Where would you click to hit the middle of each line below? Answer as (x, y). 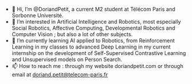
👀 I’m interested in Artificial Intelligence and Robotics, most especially (96, 22)
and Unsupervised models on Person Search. (67, 59)
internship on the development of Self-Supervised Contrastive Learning (99, 53)
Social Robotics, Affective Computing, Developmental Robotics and (93, 28)
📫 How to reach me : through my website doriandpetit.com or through (97, 66)
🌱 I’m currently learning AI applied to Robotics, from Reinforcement (93, 41)
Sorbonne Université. (38, 15)
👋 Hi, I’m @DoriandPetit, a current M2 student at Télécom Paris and (93, 9)
